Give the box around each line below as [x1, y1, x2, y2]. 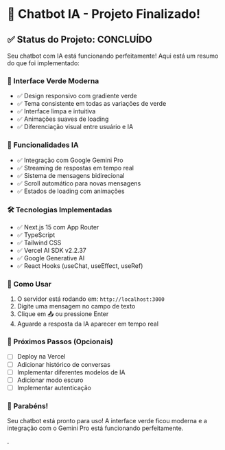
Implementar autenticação [16, 383, 91, 392]
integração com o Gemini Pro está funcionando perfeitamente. [7, 424, 184, 432]
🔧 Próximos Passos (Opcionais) [7, 337, 114, 346]
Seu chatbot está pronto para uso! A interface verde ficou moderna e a [7, 417, 208, 425]
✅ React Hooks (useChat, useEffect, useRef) [16, 261, 143, 270]
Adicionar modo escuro [16, 376, 84, 384]
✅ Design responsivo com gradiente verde [16, 92, 137, 100]
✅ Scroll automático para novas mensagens [16, 179, 141, 188]
